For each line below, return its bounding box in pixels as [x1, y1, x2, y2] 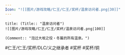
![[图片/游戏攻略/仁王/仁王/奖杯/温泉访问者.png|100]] [5, 26, 106, 31]
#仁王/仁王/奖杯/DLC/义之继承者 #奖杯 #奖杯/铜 [5, 44, 100, 51]
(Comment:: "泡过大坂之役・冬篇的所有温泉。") [5, 36, 90, 41]
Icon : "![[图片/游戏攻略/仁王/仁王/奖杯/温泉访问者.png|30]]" [5, 7, 121, 12]
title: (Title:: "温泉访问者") [5, 21, 64, 26]
